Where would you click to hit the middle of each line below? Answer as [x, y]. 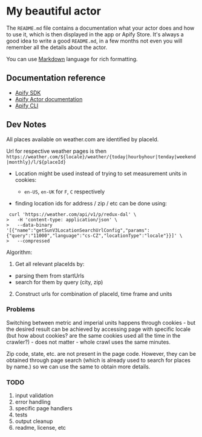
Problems [21, 309]
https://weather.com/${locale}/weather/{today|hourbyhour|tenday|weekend [101, 157]
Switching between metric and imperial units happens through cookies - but [101, 322]
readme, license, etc [41, 428]
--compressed [34, 241]
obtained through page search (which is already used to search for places [98, 360]
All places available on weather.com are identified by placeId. [83, 139]
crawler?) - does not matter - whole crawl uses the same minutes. [89, 342]
